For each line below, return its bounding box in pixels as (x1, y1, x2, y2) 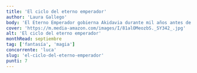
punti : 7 (6, 58, 28, 64)
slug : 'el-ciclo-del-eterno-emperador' (6, 52, 104, 58)
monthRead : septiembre (6, 36, 62, 42)
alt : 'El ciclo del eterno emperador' (6, 31, 101, 36)
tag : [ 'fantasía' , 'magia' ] (6, 42, 75, 48)
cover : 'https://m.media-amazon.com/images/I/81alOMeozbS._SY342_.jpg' (6, 25, 186, 31)
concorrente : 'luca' (6, 47, 57, 53)
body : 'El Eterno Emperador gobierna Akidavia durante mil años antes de (6, 19, 192, 25)
